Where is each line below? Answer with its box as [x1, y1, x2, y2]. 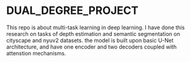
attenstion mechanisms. [6, 49, 66, 57]
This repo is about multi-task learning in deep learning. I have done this [6, 24, 185, 31]
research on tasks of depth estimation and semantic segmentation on [6, 30, 181, 37]
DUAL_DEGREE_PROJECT [6, 4, 139, 18]
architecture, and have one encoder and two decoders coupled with [6, 43, 177, 50]
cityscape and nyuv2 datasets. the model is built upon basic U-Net [6, 36, 174, 44]
